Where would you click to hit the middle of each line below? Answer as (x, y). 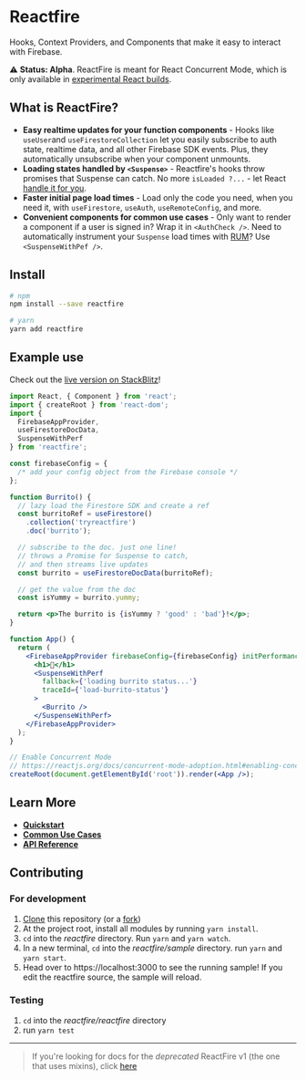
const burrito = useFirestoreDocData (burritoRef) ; (116, 573)
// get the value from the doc (77, 589)
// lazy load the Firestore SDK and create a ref (113, 505)
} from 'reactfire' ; (49, 447)
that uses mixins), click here (84, 1065)
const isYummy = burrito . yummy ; (79, 598)
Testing (26, 1001)
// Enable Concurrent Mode (61, 758)
